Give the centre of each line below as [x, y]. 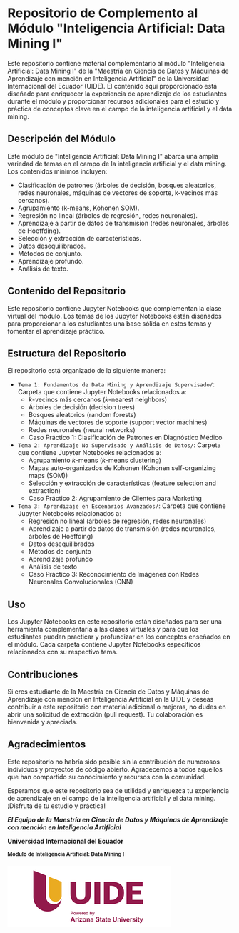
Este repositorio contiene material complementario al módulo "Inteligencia [116, 63]
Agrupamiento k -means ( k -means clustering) [95, 460]
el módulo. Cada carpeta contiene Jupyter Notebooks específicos [104, 644]
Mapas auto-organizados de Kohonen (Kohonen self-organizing [122, 468]
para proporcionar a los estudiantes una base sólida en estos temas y [110, 324]
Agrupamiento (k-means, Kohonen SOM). [78, 208]
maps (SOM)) [48, 476]
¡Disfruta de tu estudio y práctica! [56, 806]
